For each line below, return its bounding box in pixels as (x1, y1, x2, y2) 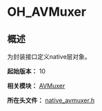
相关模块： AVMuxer (7, 82, 65, 90)
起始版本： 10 (7, 67, 46, 75)
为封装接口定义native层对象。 (7, 53, 91, 60)
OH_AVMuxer (7, 4, 87, 20)
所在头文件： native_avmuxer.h (7, 97, 95, 104)
